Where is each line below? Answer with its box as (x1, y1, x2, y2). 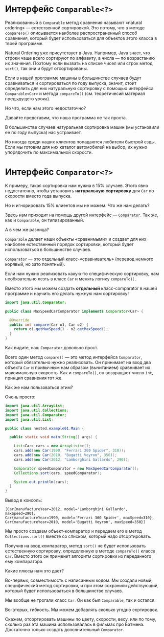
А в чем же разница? (5, 227, 49, 232)
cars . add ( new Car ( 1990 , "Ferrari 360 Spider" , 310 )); (14, 448, 126, 453)
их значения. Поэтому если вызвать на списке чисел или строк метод (5, 60, 153, 66)
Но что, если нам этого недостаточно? (5, 105, 86, 111)
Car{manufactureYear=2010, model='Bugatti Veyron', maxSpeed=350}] (5, 520, 146, 524)
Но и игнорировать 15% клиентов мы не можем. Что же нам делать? (5, 202, 150, 208)
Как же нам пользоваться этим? (5, 385, 73, 390)
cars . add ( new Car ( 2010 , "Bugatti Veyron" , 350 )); (14, 453, 117, 457)
